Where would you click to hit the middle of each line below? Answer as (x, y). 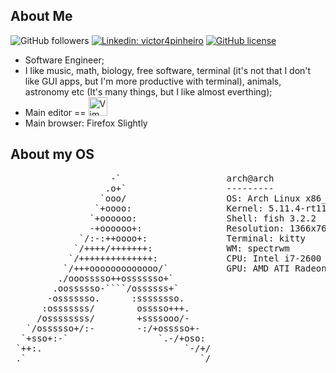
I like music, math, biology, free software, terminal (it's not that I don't (168, 70)
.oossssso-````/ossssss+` (116, 288)
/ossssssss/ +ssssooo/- (113, 318)
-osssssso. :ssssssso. (116, 298)
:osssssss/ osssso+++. (115, 308)
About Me (41, 16)
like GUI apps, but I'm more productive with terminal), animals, (153, 81)
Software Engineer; (64, 60)
